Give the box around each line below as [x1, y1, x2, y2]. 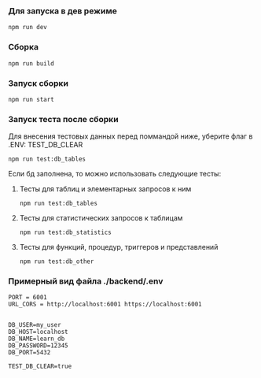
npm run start [8, 95, 55, 103]
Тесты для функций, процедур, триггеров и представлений [19, 243, 219, 252]
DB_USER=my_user [8, 321, 61, 329]
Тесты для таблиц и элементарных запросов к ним [19, 184, 192, 194]
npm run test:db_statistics [19, 228, 112, 237]
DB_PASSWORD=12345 [8, 342, 68, 350]
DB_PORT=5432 [8, 349, 51, 357]
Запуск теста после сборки [8, 113, 119, 124]
